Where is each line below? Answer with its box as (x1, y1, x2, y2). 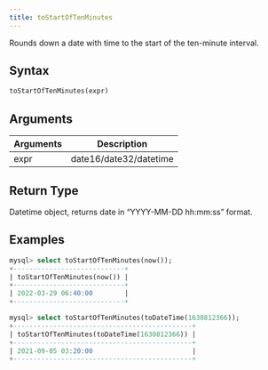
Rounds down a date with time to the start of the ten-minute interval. (9, 37, 259, 48)
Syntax (9, 63, 50, 78)
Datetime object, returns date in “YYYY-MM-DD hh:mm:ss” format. (9, 206, 253, 217)
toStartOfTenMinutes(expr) (9, 86, 109, 96)
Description (97, 138, 148, 150)
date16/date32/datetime (70, 153, 174, 165)
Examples (9, 232, 65, 247)
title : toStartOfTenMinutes (9, 12, 114, 22)
